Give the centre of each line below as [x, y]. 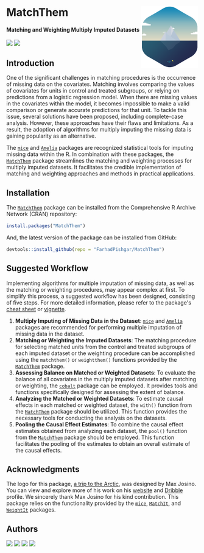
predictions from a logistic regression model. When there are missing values [102, 97]
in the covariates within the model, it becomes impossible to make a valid [98, 104]
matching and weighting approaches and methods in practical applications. [100, 174]
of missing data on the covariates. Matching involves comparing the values [100, 84]
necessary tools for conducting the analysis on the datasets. [91, 418]
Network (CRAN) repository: [42, 214]
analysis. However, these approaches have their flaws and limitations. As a [100, 123]
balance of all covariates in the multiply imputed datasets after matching [106, 379]
